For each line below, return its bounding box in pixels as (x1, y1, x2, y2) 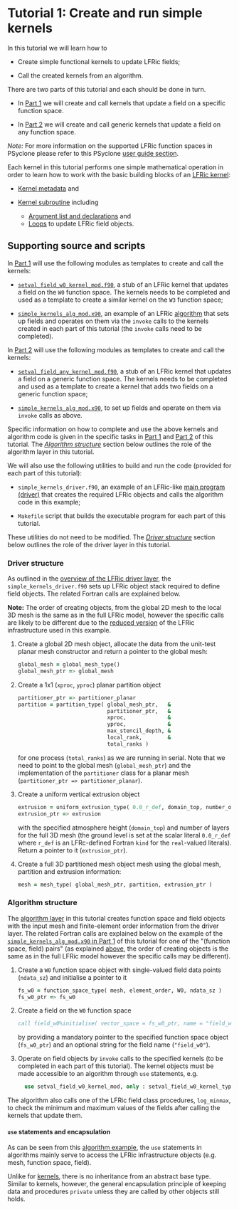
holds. (7, 1195, 26, 1203)
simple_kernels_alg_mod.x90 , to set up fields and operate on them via (17, 403, 221, 412)
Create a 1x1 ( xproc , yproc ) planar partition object (17, 680, 161, 689)
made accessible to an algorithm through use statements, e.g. (17, 1070, 198, 1078)
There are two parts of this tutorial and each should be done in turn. (7, 85, 206, 93)
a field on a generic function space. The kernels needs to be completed (17, 374, 228, 383)
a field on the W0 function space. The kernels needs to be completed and (17, 287, 230, 296)
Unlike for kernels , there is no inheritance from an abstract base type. (7, 1172, 211, 1181)
